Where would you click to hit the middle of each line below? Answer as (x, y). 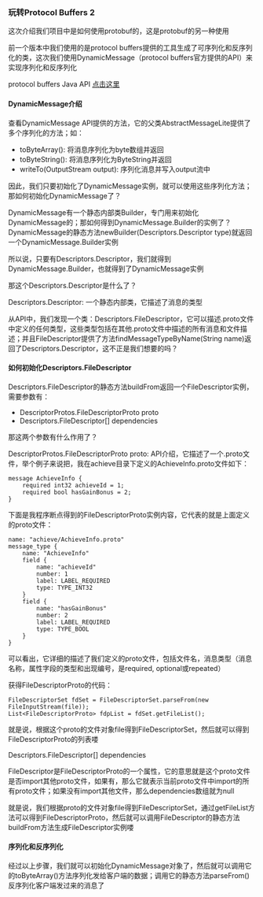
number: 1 (52, 574)
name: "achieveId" (66, 567)
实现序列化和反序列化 (42, 68)
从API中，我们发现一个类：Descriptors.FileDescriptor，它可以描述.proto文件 (131, 319)
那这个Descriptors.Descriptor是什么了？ (73, 285)
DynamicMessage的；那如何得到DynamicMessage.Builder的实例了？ (120, 222)
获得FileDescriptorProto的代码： (60, 685)
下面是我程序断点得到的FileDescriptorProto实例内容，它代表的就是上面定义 (129, 514)
